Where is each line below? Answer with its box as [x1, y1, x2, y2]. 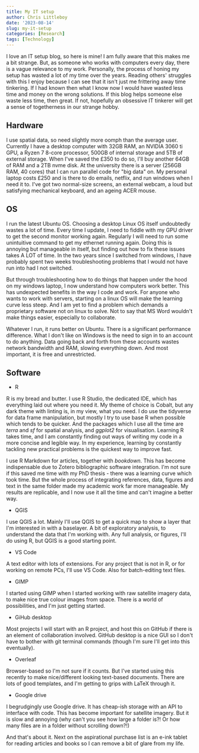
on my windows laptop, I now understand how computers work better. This [6, 282, 189, 289]
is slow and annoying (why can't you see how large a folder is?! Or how [6, 715, 181, 723]
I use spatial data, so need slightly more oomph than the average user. [6, 136, 178, 143]
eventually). [6, 644, 35, 652]
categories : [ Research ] [6, 31, 65, 37]
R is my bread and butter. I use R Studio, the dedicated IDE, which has [6, 395, 177, 402]
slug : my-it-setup [6, 25, 52, 32]
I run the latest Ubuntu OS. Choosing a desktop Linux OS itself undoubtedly [6, 220, 191, 227]
